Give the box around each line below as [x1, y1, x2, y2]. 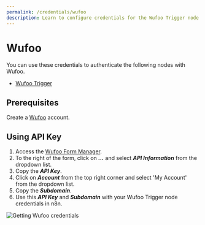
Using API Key [6, 131, 62, 142]
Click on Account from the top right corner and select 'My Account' [15, 174, 187, 181]
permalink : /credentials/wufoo [6, 9, 87, 15]
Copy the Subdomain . [15, 187, 72, 194]
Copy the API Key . [15, 167, 63, 175]
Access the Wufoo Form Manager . [15, 148, 102, 155]
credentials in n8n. [15, 200, 63, 207]
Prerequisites [6, 97, 59, 108]
